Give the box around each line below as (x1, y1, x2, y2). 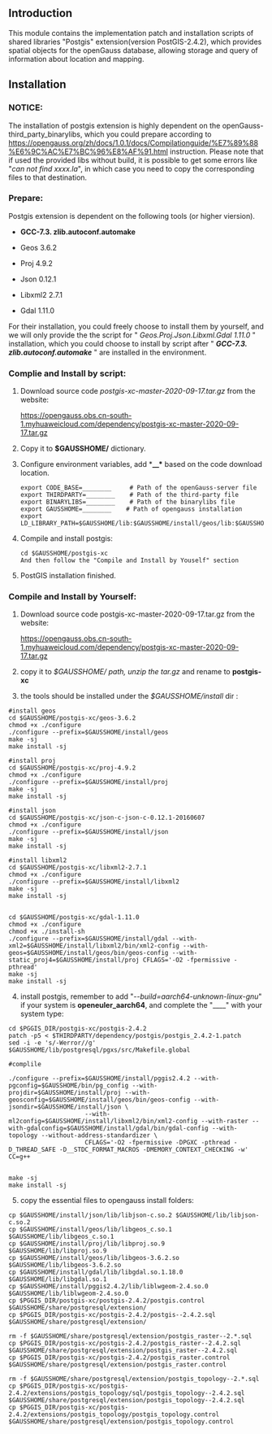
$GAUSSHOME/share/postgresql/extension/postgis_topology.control (8, 1418, 234, 1426)
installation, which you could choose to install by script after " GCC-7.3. (8, 338, 248, 348)
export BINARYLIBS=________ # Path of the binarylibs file (19, 498, 235, 507)
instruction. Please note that (170, 146, 264, 156)
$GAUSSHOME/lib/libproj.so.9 (8, 1247, 107, 1255)
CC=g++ (8, 1153, 31, 1162)
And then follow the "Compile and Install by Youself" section (19, 556, 240, 564)
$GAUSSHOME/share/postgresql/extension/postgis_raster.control (8, 1361, 227, 1369)
